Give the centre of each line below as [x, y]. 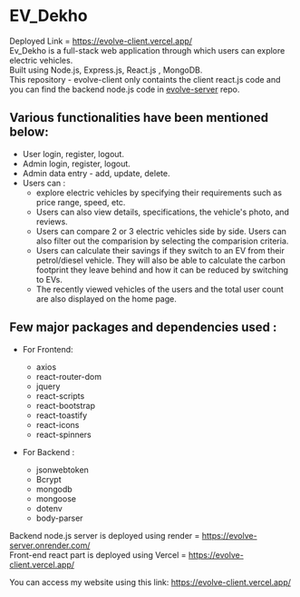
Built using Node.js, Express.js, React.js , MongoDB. [106, 70]
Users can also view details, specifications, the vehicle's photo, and [163, 212]
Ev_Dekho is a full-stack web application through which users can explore [147, 50]
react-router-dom [69, 376]
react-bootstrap [66, 405]
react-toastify [62, 415]
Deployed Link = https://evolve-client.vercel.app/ [101, 41]
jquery [48, 386]
